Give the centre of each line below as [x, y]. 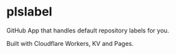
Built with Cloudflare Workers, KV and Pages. [70, 43]
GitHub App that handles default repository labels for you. [88, 30]
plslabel [29, 12]
